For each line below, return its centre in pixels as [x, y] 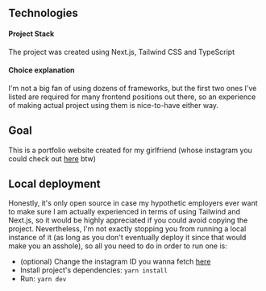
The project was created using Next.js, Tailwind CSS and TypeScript [122, 52]
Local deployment [54, 184]
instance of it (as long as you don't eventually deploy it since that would [127, 238]
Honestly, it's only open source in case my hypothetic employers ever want [133, 203]
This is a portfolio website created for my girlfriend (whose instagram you [130, 150]
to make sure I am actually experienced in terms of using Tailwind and [124, 212]
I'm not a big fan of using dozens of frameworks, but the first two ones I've [133, 88]
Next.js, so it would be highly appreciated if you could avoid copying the [128, 220]
